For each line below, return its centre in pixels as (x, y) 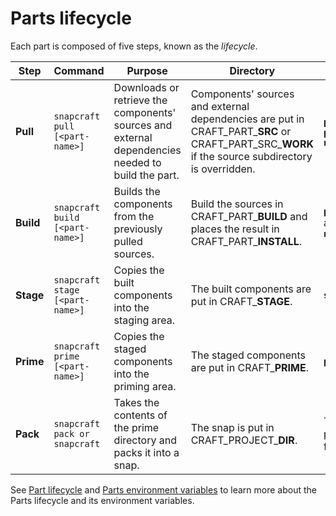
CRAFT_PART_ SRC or (241, 131)
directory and (145, 440)
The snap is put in (232, 427)
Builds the (137, 191)
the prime (136, 427)
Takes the (136, 402)
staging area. (144, 320)
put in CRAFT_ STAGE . (241, 301)
